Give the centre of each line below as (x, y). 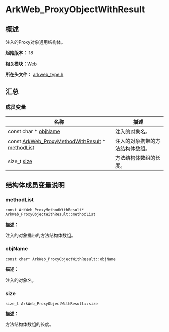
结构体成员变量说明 (35, 185)
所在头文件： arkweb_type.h (34, 74)
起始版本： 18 (19, 53)
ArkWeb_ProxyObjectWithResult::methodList (50, 215)
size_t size (20, 161)
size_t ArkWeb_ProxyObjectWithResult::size (52, 304)
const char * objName (34, 131)
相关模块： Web (21, 64)
